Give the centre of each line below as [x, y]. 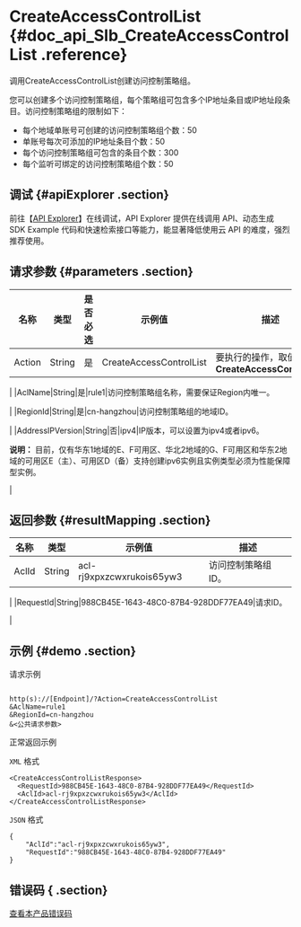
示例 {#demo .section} [73, 651]
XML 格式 [25, 762]
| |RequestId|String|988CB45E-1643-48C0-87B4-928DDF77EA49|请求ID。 [148, 603]
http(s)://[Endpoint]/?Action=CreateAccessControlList [114, 699]
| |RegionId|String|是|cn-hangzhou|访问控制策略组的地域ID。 [121, 411]
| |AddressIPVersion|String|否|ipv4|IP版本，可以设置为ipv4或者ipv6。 [137, 430]
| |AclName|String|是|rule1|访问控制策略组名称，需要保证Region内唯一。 [142, 392]
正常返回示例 [33, 742]
